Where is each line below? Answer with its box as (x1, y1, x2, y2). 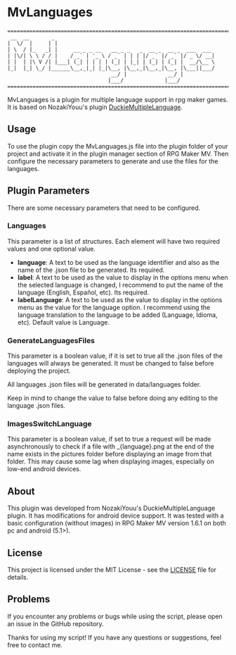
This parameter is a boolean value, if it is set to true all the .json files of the (7, 351, 223, 360)
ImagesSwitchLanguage (7, 419, 92, 429)
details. (7, 573, 29, 582)
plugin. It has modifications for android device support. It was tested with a (7, 511, 224, 520)
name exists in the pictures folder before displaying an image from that (7, 450, 212, 458)
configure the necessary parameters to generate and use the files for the (7, 156, 218, 166)
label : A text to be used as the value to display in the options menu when (17, 273, 228, 282)
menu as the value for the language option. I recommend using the (17, 303, 211, 311)
